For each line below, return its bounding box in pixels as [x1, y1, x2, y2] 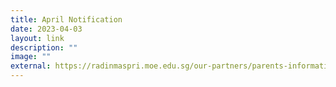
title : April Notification [10, 14, 123, 25]
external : [10, 61, 52, 71]
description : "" [10, 42, 78, 53]
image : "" [10, 52, 52, 62]
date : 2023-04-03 [10, 24, 83, 34]
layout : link [10, 33, 65, 43]
